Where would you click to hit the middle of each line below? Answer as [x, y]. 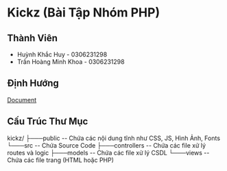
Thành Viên [33, 38]
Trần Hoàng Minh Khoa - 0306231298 [71, 62]
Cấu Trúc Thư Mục [48, 122]
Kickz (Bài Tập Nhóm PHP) [83, 13]
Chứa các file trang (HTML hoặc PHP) [61, 160]
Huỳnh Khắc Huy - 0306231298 [62, 54]
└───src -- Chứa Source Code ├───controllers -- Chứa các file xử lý [107, 145]
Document [22, 100]
